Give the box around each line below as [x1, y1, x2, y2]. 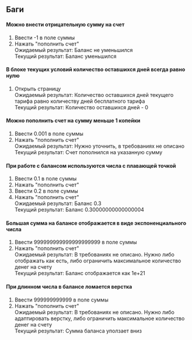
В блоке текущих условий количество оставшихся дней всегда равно [6, 66, 186, 73]
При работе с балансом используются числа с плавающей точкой [6, 162, 176, 169]
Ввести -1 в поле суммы [14, 34, 75, 41]
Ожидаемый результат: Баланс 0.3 [14, 200, 102, 207]
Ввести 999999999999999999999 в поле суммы [14, 239, 137, 246]
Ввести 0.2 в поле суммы [14, 188, 79, 195]
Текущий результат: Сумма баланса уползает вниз [14, 327, 142, 334]
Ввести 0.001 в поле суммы [14, 130, 83, 137]
